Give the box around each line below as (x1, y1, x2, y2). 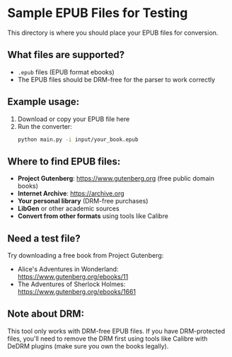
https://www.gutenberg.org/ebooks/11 (17, 273, 129, 281)
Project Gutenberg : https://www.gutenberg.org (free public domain (17, 174, 214, 183)
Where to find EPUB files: (7, 155, 121, 167)
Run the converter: (17, 122, 72, 130)
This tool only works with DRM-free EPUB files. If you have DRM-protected (7, 327, 226, 335)
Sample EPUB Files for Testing (7, 5, 188, 21)
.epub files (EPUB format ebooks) (17, 67, 115, 76)
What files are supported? (7, 49, 125, 61)
